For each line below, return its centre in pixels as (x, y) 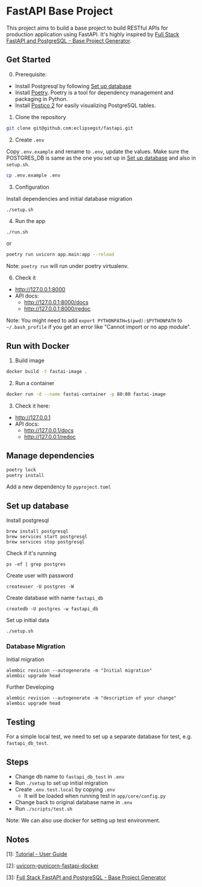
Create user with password (40, 576)
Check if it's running (31, 553)
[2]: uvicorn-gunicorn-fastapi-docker (52, 865)
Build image (30, 360)
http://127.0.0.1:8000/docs (56, 302)
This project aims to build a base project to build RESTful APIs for (87, 28)
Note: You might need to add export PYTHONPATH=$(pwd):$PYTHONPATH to (94, 320)
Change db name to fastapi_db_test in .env (70, 777)
